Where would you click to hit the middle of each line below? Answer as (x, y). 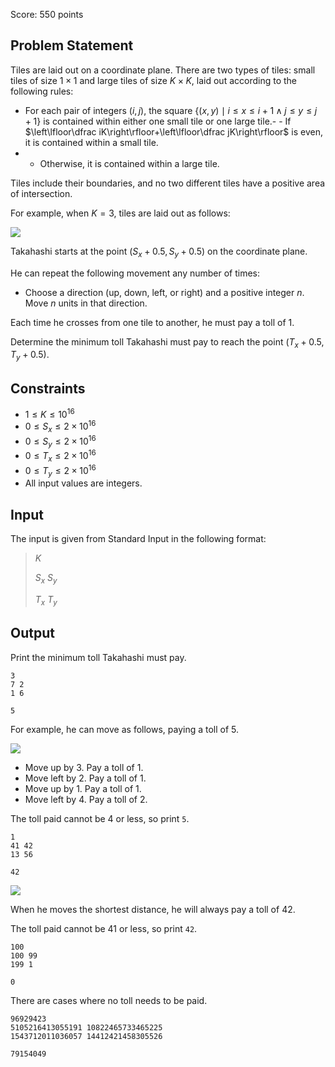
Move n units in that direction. (86, 303)
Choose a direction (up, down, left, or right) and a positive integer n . (164, 292)
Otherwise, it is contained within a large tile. (129, 163)
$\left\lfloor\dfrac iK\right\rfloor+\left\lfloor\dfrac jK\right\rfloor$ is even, (173, 131)
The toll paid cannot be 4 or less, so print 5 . (100, 818)
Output (32, 633)
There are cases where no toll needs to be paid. (109, 1000)
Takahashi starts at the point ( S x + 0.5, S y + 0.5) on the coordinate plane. (159, 252)
